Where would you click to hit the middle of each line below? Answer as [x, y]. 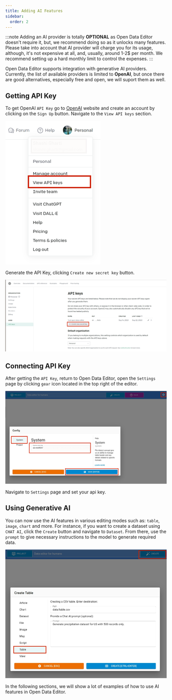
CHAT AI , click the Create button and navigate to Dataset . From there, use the [86, 531]
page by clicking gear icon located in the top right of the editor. [72, 383]
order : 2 [19, 22]
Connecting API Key [38, 366]
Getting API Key [31, 96]
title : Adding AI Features [34, 11]
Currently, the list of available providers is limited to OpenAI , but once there [85, 74]
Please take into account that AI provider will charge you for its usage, [79, 48]
